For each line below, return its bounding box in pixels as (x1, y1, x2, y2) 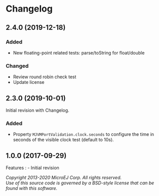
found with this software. (6, 185, 57, 191)
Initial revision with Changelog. (6, 107, 69, 113)
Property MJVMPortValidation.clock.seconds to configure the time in (13, 131, 154, 137)
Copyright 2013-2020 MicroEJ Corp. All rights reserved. (6, 175, 122, 181)
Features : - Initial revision (6, 165, 59, 171)
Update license (13, 79, 45, 85)
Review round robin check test (13, 74, 76, 80)
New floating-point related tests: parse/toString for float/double (13, 50, 145, 56)
